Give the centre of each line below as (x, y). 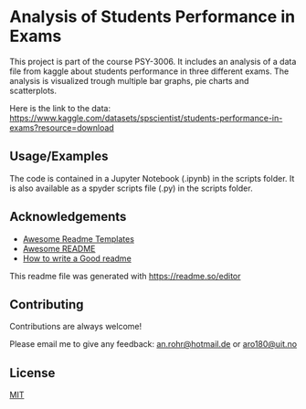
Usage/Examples (59, 157)
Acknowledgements (68, 217)
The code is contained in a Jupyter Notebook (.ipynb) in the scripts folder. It (152, 178)
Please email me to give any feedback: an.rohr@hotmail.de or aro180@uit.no (153, 344)
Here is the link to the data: (60, 108)
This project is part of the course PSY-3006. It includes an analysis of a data (153, 61)
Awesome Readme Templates (79, 238)
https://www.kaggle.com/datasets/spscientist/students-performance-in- (146, 118)
